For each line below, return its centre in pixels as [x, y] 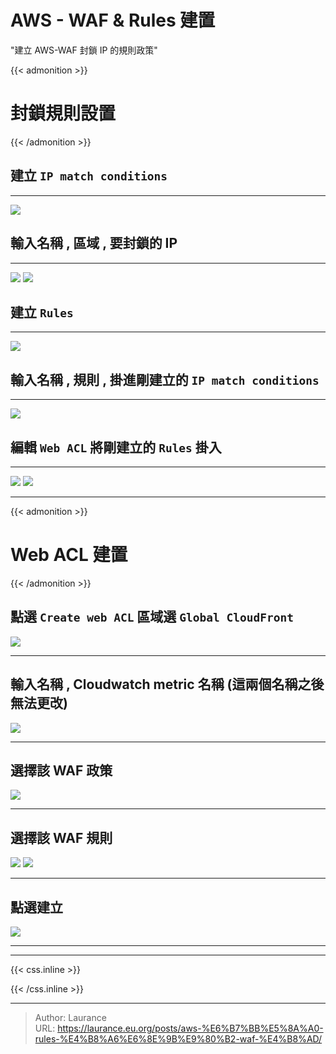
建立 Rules [42, 312]
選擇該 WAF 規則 [61, 837]
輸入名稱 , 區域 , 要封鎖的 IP [94, 243]
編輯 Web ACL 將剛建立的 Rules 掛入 [116, 447]
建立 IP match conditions [89, 176]
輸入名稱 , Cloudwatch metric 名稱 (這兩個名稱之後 [167, 684]
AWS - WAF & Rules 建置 [113, 20]
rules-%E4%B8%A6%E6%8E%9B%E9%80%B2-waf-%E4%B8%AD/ [178, 1038]
